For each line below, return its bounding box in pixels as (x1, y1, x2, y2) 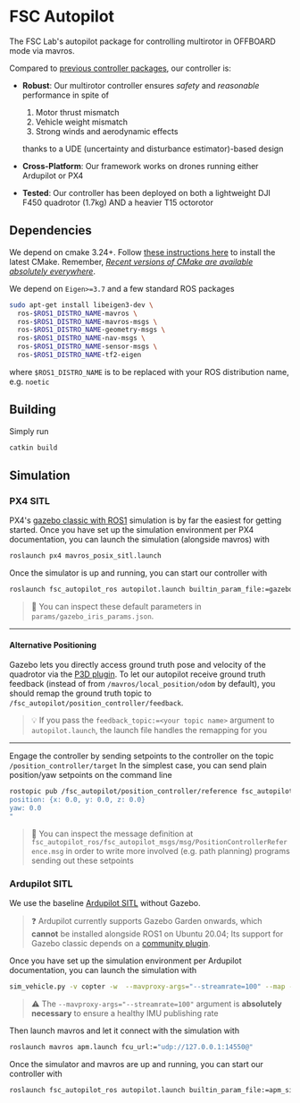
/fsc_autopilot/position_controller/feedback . (9, 697, 184, 708)
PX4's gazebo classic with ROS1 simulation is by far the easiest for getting (9, 515, 282, 526)
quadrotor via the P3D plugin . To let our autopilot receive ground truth (9, 669, 266, 680)
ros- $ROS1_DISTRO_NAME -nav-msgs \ (17, 334, 146, 343)
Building (9, 402, 56, 417)
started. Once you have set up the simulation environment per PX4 (9, 525, 254, 535)
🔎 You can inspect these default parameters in (30, 602, 202, 611)
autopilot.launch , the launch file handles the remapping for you (30, 725, 268, 736)
